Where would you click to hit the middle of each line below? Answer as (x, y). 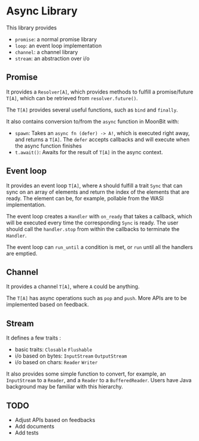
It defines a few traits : (34, 338)
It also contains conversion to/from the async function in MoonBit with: (93, 121)
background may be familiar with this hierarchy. (65, 387)
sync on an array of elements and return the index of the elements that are (98, 192)
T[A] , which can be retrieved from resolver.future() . (72, 98)
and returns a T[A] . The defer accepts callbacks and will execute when (102, 139)
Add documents (35, 426)
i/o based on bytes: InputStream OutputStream (71, 356)
